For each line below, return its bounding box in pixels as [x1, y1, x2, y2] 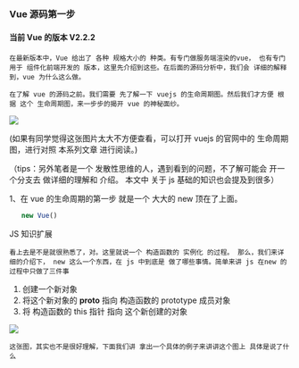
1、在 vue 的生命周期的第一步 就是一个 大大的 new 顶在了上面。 [9, 194, 243, 205]
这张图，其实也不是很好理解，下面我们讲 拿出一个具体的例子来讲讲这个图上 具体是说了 [9, 342, 283, 351]
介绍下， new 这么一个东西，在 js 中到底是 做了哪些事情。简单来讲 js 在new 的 [21, 257, 287, 266]
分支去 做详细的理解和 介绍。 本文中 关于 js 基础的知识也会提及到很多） [16, 174, 279, 185]
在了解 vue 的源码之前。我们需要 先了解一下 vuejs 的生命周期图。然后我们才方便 [9, 90, 274, 99]
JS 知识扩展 [9, 229, 53, 238]
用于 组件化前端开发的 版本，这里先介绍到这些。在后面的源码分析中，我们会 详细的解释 [9, 63, 287, 72]
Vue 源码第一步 [9, 7, 76, 20]
